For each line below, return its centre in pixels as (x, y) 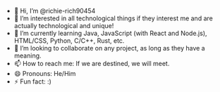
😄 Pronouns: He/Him (45, 73)
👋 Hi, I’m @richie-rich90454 (55, 11)
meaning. (28, 55)
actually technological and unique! (64, 26)
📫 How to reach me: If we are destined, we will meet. (92, 64)
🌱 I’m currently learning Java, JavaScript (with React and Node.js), (110, 33)
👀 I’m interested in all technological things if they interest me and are (113, 18)
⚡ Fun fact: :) (32, 81)
